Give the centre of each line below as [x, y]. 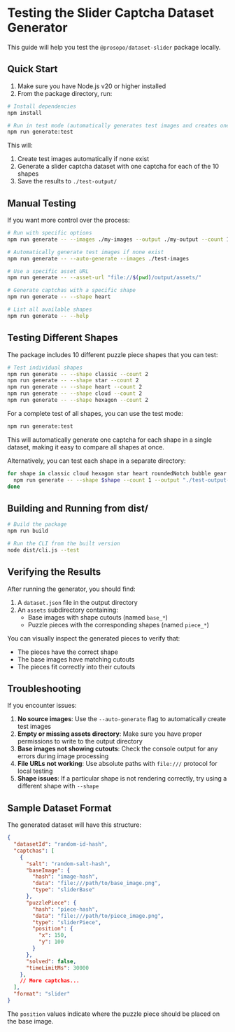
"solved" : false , [51, 961]
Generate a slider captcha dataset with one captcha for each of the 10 [118, 167]
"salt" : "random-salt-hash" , [68, 864]
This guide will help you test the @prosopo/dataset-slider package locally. [114, 47]
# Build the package [37, 524]
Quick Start [33, 69]
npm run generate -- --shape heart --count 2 [74, 387]
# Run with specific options [50, 233]
